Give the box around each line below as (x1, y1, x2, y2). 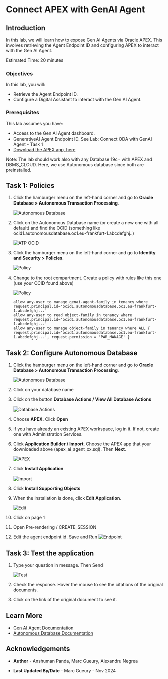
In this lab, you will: (6, 82, 46, 88)
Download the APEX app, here (13, 146, 76, 152)
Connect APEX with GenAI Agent (6, 4, 145, 15)
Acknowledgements (6, 645, 70, 653)
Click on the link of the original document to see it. (13, 597, 117, 603)
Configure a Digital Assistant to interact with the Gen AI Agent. (13, 97, 142, 103)
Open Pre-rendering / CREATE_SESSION (13, 524, 97, 530)
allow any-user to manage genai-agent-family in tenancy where (13, 300, 148, 305)
